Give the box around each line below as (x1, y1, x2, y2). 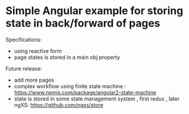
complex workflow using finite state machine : (14, 82, 126, 89)
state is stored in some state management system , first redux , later (14, 95, 180, 102)
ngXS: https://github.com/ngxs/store (14, 101, 104, 108)
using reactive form (14, 47, 62, 54)
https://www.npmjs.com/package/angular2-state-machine (14, 89, 157, 96)
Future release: (5, 65, 43, 72)
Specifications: (5, 36, 42, 43)
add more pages (14, 76, 54, 83)
